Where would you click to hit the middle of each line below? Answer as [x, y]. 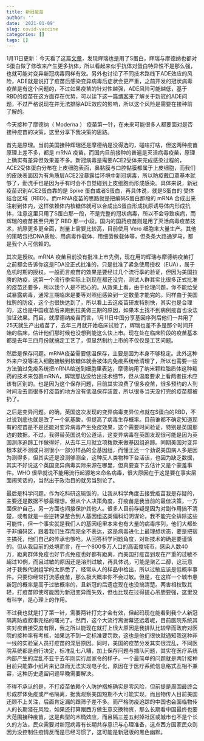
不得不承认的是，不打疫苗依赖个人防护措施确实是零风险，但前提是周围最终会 [102, 686]
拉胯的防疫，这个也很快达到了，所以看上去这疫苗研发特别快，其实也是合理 [99, 302]
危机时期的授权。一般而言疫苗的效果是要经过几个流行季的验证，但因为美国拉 [102, 272]
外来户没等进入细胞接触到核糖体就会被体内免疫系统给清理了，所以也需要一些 [102, 361]
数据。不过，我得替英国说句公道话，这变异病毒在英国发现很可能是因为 [104, 435]
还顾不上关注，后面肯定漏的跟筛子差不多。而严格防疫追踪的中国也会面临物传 [102, 701]
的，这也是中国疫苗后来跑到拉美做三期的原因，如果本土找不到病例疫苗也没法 [102, 310]
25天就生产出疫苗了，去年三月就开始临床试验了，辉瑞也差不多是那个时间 [97, 325]
